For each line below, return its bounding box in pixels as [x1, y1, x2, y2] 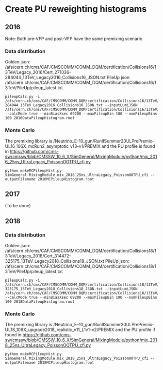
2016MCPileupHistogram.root [37, 176, 95, 181]
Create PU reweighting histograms [5, 3, 147, 15]
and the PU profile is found [101, 143, 155, 149]
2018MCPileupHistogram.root [37, 360, 95, 365]
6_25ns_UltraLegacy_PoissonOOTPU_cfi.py [5, 158, 91, 164]
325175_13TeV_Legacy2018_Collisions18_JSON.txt [5, 258, 104, 264]
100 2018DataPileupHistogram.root [5, 299, 75, 304]
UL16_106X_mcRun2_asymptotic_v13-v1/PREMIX [5, 143, 101, 149]
